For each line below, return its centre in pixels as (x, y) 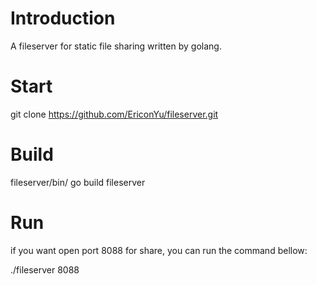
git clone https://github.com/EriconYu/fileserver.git (114, 114)
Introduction (63, 18)
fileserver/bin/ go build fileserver (78, 182)
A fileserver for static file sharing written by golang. (116, 46)
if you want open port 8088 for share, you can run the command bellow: (159, 250)
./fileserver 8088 (45, 269)
